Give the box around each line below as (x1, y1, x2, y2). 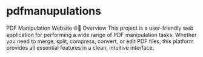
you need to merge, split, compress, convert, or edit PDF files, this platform (6, 38, 194, 45)
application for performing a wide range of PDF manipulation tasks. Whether (6, 31, 197, 38)
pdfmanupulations (6, 4, 102, 18)
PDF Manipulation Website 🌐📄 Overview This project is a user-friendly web (6, 24, 194, 32)
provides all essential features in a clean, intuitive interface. (6, 44, 155, 51)
